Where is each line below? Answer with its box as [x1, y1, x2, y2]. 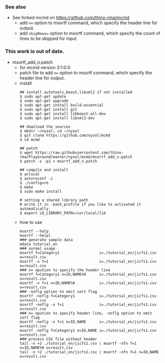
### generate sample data [19, 237, 73, 242]
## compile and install [19, 167, 69, 172]
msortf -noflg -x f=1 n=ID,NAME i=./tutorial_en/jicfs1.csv [19, 319, 157, 324]
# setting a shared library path [19, 197, 89, 203]
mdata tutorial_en [19, 242, 58, 247]
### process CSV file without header [19, 336, 98, 341]
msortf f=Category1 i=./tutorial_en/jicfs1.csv [19, 250, 157, 255]
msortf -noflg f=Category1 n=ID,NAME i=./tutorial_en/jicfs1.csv [19, 328, 157, 333]
